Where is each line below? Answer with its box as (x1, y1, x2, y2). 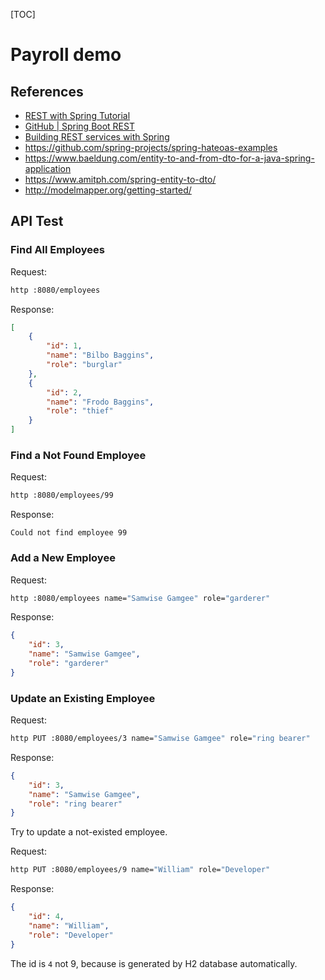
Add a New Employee (10, 551, 116, 565)
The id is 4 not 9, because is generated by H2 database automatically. (10, 957, 298, 969)
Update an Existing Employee (10, 691, 156, 705)
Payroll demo (10, 44, 122, 66)
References (10, 83, 84, 100)
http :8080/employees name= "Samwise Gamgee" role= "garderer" (10, 593, 271, 603)
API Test (10, 213, 64, 230)
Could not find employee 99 (10, 528, 128, 538)
